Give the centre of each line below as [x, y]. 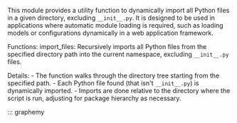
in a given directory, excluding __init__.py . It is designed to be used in [111, 18]
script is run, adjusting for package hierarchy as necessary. [94, 98]
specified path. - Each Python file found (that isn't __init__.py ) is [103, 83]
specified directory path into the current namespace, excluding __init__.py [118, 54]
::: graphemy [26, 112]
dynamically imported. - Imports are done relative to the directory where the [119, 91]
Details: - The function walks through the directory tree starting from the [114, 75]
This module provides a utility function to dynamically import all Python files [118, 10]
